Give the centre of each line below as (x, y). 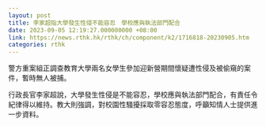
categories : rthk (37, 45)
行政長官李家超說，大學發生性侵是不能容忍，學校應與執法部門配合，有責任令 (133, 94)
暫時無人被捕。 (46, 78)
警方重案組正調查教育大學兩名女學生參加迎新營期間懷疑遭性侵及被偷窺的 (126, 69)
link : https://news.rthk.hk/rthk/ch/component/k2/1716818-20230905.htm (129, 37)
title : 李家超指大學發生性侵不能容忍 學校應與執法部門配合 (94, 23)
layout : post (30, 15)
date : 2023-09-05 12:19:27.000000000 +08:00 (83, 30)
